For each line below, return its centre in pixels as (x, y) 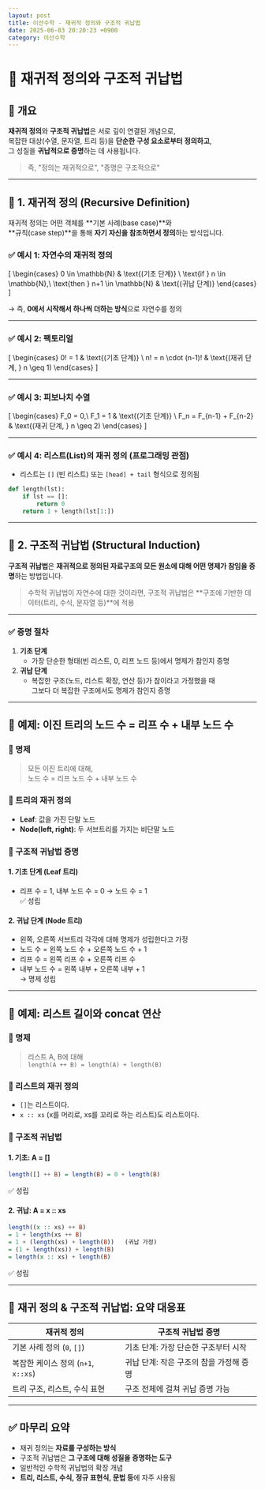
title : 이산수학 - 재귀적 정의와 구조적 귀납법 (75, 23)
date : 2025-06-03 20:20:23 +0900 (63, 30)
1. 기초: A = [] (29, 1157)
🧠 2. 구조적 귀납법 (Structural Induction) (105, 546)
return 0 (51, 504)
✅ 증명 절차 (28, 632)
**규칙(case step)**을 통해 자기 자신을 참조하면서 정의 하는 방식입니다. (116, 233)
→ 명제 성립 (38, 979)
